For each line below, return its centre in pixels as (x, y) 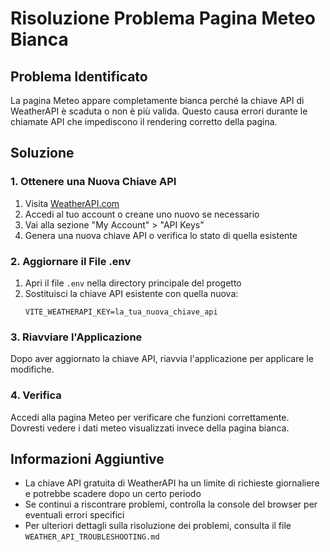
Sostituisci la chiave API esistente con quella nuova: (131, 293)
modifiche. (32, 369)
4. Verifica (36, 395)
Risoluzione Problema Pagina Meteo (163, 18)
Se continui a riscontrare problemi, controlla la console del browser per (171, 504)
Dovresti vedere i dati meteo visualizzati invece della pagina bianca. (150, 428)
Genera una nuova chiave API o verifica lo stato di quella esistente (161, 235)
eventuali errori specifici (74, 515)
